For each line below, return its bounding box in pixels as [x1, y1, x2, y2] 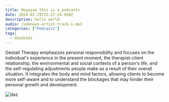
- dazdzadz [10, 36, 33, 41]
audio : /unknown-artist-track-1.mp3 [5, 21, 82, 27]
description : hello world [5, 17, 60, 22]
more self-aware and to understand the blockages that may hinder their [5, 76, 154, 82]
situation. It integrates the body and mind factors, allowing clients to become [5, 71, 164, 77]
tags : [5, 31, 17, 36]
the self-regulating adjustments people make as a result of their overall [5, 65, 152, 71]
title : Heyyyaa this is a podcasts [5, 7, 80, 13]
